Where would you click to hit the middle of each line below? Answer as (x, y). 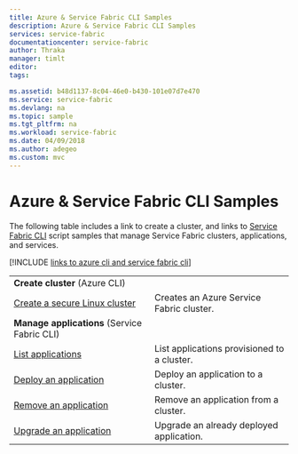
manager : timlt (37, 59)
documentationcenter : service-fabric (79, 42)
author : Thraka (37, 51)
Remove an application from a (217, 399)
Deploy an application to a (209, 374)
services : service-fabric (57, 34)
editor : (24, 68)
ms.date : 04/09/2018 (47, 141)
